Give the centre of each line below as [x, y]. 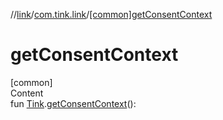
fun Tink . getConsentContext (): [73, 103]
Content [27, 93]
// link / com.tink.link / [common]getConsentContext [111, 14]
